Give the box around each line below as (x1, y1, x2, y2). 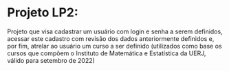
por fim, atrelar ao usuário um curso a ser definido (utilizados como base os (7, 42, 222, 50)
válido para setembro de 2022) (7, 56, 95, 64)
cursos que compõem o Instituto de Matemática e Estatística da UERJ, (7, 49, 206, 57)
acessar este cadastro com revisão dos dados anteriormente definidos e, (7, 34, 215, 42)
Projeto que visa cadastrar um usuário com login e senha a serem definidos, (7, 27, 223, 35)
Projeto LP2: (7, 5, 79, 20)
